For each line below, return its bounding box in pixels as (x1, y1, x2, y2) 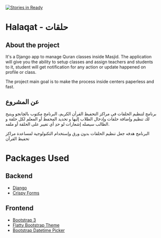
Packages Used (5, 153, 70, 164)
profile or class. (5, 69, 37, 75)
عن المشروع (5, 98, 39, 106)
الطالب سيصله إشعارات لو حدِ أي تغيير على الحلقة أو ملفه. (5, 121, 110, 127)
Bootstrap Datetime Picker (12, 227, 65, 233)
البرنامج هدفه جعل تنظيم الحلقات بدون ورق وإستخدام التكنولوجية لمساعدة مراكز (5, 130, 149, 136)
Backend (5, 172, 33, 180)
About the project (5, 41, 60, 49)
